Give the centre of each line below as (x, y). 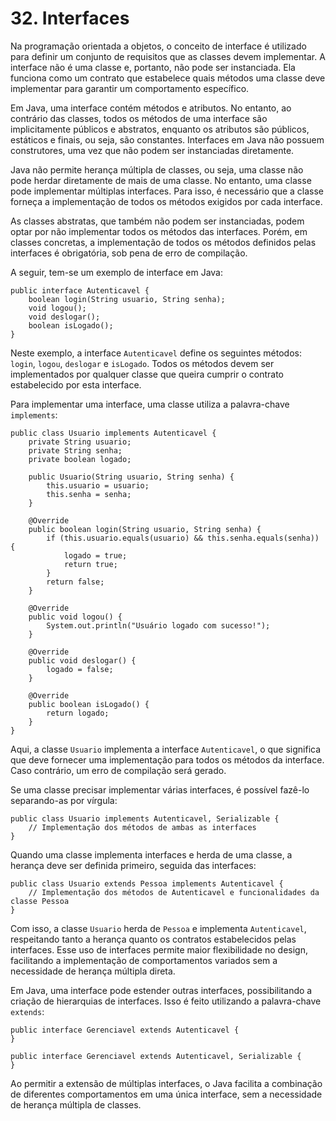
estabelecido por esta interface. (76, 384)
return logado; (78, 713)
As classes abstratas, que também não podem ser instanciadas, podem (157, 221)
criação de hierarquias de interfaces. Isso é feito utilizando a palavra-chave (166, 1001)
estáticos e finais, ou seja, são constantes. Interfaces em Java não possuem (167, 139)
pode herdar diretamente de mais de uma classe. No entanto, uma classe (161, 180)
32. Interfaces (70, 18)
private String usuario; (80, 442)
